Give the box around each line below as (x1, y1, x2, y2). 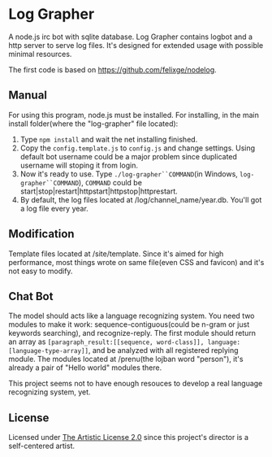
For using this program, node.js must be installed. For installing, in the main (8, 110, 260, 120)
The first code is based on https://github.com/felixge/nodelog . (8, 64, 217, 74)
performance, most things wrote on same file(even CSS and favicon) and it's (8, 257, 265, 267)
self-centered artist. (8, 441, 76, 451)
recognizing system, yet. (8, 387, 91, 397)
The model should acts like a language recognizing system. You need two (8, 311, 255, 321)
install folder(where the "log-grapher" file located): (8, 119, 179, 128)
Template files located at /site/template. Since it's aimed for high (8, 249, 224, 259)
